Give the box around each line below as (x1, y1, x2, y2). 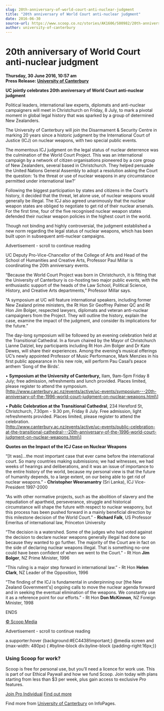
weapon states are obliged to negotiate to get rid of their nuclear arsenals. (5, 203, 155, 209)
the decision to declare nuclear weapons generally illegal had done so (5, 534, 146, 540)
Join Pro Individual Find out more (5, 691, 72, 697)
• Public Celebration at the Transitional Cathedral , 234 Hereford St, (5, 403, 143, 409)
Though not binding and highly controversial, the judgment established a (5, 223, 151, 229)
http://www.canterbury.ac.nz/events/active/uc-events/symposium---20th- (7, 388, 157, 394)
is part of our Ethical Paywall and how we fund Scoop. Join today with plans (5, 671, 158, 677)
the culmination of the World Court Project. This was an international (5, 152, 143, 158)
